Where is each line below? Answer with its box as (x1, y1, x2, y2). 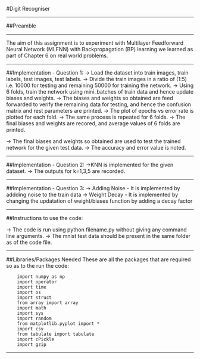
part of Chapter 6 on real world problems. (6, 52, 108, 59)
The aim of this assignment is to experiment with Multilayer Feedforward (6, 39, 184, 47)
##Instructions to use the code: (6, 215, 83, 221)
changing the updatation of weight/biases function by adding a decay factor (6, 197, 193, 205)
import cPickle (17, 336, 55, 342)
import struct (17, 295, 52, 301)
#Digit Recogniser (6, 5, 51, 12)
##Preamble (6, 22, 37, 29)
